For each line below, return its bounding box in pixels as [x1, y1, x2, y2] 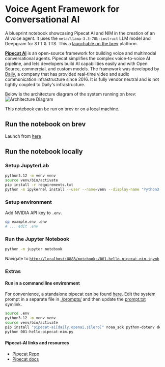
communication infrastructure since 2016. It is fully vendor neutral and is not [5, 76, 160, 82]
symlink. [5, 302, 22, 307]
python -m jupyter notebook [5, 247, 63, 252]
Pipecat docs [12, 356, 39, 362]
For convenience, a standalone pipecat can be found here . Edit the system [5, 291, 156, 297]
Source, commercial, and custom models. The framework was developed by [5, 65, 160, 72]
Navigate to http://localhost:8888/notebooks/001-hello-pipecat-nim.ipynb [5, 256, 160, 262]
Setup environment [5, 198, 53, 205]
